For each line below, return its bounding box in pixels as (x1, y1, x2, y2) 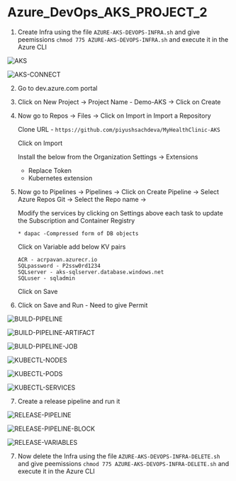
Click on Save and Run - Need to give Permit (17, 300, 148, 309)
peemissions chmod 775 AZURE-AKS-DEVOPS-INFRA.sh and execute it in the (17, 35, 229, 43)
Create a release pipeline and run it (17, 397, 120, 405)
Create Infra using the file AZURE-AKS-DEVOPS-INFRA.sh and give (17, 28, 201, 36)
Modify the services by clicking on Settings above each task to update (17, 208, 223, 217)
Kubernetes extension (28, 174, 93, 182)
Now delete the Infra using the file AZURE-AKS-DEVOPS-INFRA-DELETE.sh (17, 451, 220, 460)
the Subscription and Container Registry (17, 216, 135, 225)
